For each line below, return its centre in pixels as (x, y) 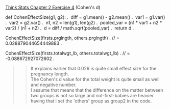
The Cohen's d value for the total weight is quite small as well (95, 79)
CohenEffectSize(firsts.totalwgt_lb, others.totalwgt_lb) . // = (68, 53)
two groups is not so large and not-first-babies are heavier (92, 96)
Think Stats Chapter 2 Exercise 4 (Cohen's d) (53, 7)
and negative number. (53, 85)
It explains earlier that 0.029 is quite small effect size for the (93, 69)
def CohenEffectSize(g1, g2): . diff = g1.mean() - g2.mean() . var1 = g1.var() (85, 17)
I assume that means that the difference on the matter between (97, 90)
